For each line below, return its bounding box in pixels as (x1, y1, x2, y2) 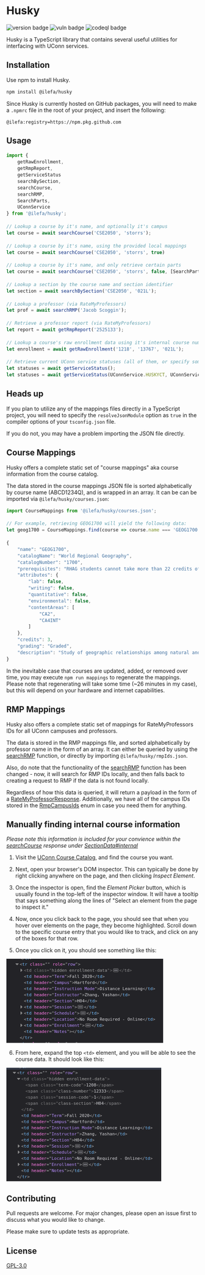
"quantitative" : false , (28, 591, 88, 598)
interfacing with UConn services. (6, 42, 89, 50)
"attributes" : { (17, 572, 59, 578)
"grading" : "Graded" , (17, 643, 72, 649)
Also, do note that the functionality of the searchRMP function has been (6, 764, 187, 771)
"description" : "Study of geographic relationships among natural (17, 649, 190, 656)
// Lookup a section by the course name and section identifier (6, 281, 173, 287)
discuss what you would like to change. (6, 1216, 106, 1224)
